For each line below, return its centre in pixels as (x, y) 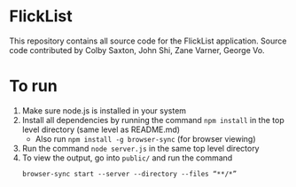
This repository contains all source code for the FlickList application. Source (148, 41)
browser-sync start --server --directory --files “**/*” (129, 174)
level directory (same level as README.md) (101, 129)
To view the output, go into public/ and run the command (127, 158)
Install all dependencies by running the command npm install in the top (153, 120)
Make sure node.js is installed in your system (104, 110)
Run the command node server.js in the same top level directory (140, 148)
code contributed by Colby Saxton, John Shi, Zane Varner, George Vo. (137, 50)
